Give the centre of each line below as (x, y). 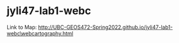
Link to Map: (22, 27)
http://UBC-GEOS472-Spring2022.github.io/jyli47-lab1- (105, 27)
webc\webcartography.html (40, 33)
